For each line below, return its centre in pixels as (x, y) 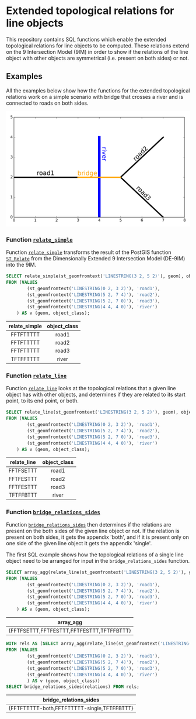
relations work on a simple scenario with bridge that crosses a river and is (95, 97)
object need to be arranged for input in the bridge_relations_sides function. (98, 560)
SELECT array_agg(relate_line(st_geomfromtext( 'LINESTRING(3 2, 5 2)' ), (96, 572)
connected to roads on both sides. (47, 103)
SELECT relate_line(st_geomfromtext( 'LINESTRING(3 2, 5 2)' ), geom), (92, 412)
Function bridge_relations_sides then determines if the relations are (89, 524)
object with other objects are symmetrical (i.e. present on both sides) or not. (98, 58)
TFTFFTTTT (25, 359)
